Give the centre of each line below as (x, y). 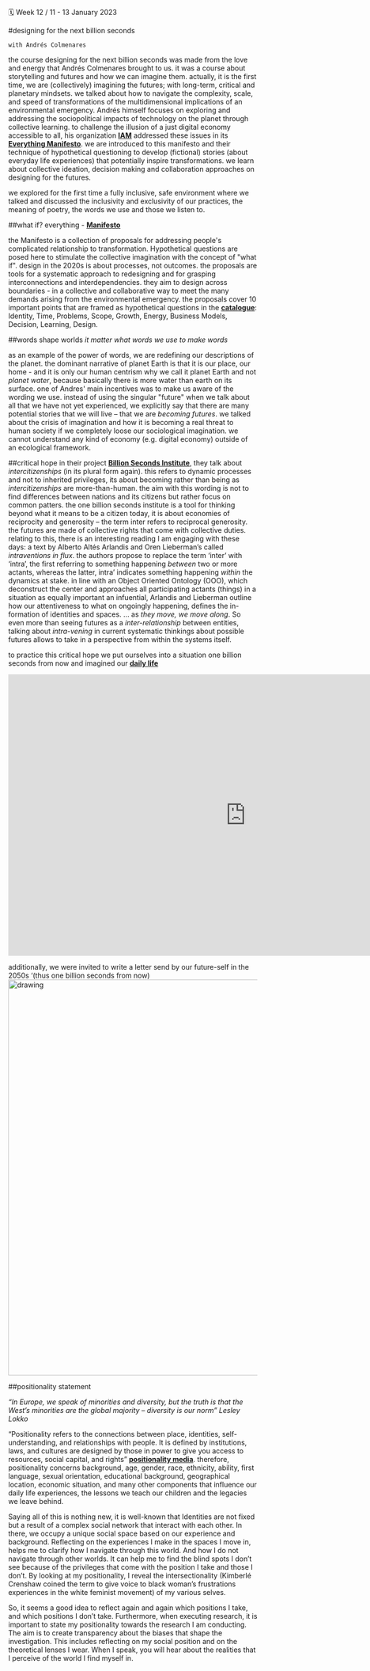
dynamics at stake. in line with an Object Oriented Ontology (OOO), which (128, 581)
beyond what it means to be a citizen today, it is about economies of (119, 514)
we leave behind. (36, 1502)
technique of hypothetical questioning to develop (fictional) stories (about (128, 152)
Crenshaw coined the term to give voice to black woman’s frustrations (122, 1584)
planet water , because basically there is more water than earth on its (120, 381)
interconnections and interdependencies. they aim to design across (118, 283)
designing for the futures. (49, 177)
